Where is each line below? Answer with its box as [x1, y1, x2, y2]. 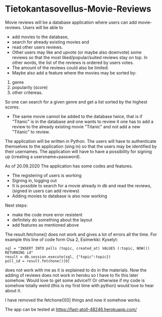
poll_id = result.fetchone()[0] [5, 258, 70, 263]
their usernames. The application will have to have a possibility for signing [5, 149, 152, 154]
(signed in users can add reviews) [12, 188, 80, 194]
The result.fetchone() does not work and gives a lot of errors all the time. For [5, 231, 157, 237]
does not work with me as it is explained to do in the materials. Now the [5, 267, 147, 273]
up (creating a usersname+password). [5, 153, 81, 159]
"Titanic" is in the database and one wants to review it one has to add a [12, 119, 154, 124]
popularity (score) [12, 84, 48, 90]
